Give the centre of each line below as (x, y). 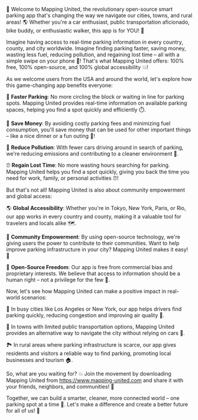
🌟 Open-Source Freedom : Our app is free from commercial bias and (89, 267)
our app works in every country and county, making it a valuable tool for (94, 217)
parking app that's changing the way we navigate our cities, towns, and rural (99, 15)
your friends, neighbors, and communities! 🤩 (60, 387)
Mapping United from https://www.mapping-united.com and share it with (95, 380)
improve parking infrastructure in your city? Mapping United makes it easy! (97, 249)
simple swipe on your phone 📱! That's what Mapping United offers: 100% (95, 61)
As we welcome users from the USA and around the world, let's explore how (99, 79)
